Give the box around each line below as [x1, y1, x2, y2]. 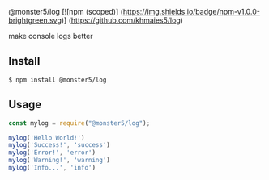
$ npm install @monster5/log [8, 76, 107, 84]
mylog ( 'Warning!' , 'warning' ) [8, 157, 111, 165]
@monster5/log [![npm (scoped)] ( [8, 7, 124, 16]
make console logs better [8, 31, 93, 40]
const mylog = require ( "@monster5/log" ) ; [8, 119, 151, 128]
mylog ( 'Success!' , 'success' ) [8, 141, 111, 149]
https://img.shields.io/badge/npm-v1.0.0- [122, 7, 261, 16]
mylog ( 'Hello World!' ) [8, 133, 85, 142]
